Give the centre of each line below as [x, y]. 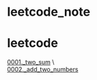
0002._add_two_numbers [43, 70]
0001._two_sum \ [31, 62]
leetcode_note [49, 12]
